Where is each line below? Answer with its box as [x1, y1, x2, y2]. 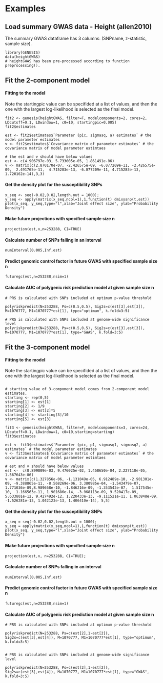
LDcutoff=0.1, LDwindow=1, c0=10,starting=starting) [5, 430, 115, 434]
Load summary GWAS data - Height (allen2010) [5, 23, 152, 31]
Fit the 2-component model [5, 76, 90, 85]
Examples [5, 3, 46, 14]
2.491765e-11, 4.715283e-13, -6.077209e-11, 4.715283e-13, [16, 167, 141, 172]
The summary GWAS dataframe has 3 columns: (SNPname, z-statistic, [5, 35, 147, 41]
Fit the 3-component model [5, 343, 90, 351]
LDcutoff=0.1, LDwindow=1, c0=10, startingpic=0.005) [5, 120, 117, 125]
